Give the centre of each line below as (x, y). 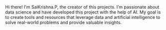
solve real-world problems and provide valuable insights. (64, 22)
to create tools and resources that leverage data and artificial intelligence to (83, 17)
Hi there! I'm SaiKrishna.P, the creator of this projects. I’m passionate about (82, 7)
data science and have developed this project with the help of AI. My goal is (83, 12)
